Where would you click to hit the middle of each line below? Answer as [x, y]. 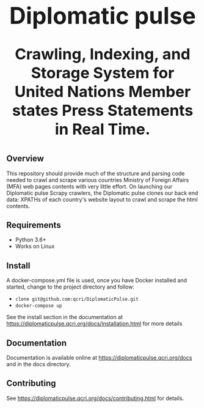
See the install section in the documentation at [65, 317]
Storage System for [103, 73]
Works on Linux [35, 246]
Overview [25, 159]
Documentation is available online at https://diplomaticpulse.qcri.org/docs [99, 358]
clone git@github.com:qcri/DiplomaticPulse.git [77, 300]
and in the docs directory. [39, 365]
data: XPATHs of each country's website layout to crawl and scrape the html [102, 199]
